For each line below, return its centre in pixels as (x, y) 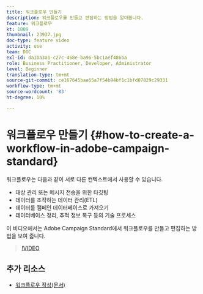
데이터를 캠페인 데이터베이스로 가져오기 (62, 207)
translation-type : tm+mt (38, 75)
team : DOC (19, 52)
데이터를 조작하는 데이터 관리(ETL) (56, 200)
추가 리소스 (26, 269)
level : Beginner (27, 69)
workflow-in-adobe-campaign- (88, 148)
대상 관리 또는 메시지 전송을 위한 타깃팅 (62, 192)
